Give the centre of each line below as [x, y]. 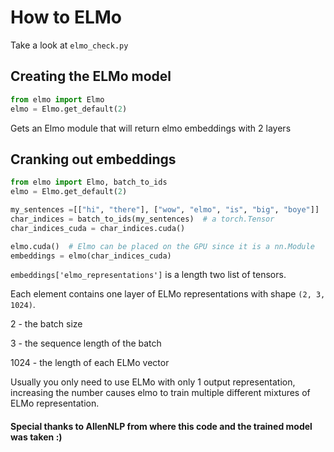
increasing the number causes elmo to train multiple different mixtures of [160, 393]
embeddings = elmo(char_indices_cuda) [91, 256]
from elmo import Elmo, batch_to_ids [89, 182]
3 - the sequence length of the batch [86, 343]
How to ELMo [66, 17]
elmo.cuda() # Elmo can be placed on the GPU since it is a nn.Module [162, 246]
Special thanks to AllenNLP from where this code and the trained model [161, 427]
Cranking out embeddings [93, 159]
